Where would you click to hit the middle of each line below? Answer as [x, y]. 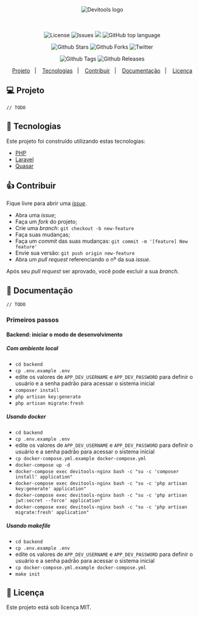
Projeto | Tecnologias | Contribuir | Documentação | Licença [102, 70]
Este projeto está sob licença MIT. [49, 607]
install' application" [44, 477]
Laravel [24, 159]
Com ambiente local [33, 348]
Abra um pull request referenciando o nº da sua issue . [83, 259]
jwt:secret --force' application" [59, 500]
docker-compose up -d [42, 465]
